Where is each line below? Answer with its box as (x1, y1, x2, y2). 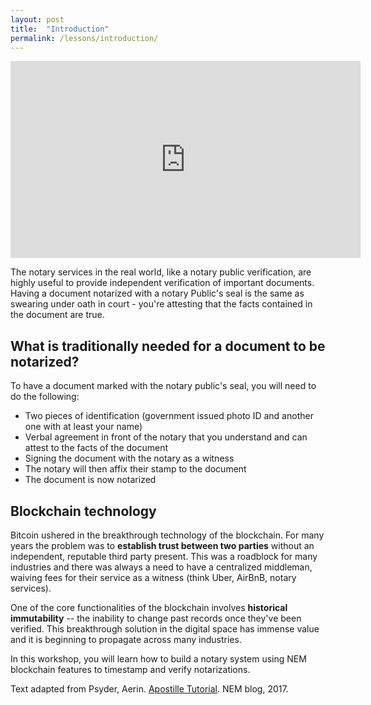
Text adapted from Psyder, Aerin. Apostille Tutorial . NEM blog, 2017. (10, 683, 289, 695)
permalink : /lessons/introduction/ (10, 33, 159, 43)
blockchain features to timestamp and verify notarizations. (10, 664, 251, 675)
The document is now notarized (24, 474, 157, 486)
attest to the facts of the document (24, 442, 169, 454)
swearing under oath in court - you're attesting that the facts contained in (10, 298, 313, 310)
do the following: (10, 391, 80, 403)
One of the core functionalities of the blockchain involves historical (10, 602, 288, 613)
